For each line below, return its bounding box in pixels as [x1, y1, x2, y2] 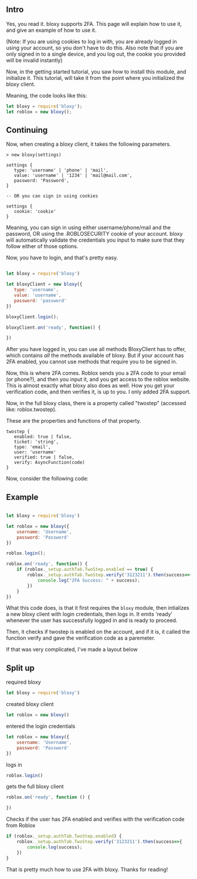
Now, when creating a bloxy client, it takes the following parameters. [6, 141, 171, 148]
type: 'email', [13, 444, 51, 450]
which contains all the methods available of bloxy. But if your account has [6, 352, 184, 359]
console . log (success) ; [27, 844, 83, 850]
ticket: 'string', [13, 439, 59, 445]
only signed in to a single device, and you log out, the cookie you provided [6, 50, 186, 58]
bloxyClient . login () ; [6, 314, 59, 320]
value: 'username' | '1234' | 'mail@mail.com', [13, 173, 133, 179]
